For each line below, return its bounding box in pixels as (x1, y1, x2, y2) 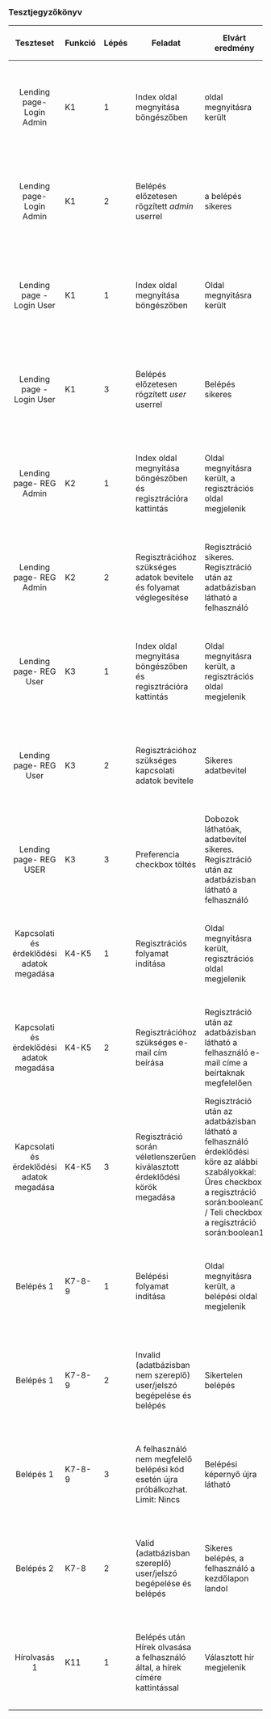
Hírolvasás (15, 1652, 55, 1663)
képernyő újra (204, 1469, 257, 1480)
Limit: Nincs (135, 1494, 180, 1505)
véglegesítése (135, 592, 189, 603)
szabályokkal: (204, 1166, 256, 1178)
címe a (222, 1057, 248, 1069)
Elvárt (223, 32, 246, 44)
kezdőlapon (204, 1573, 249, 1584)
